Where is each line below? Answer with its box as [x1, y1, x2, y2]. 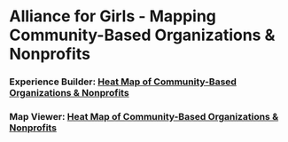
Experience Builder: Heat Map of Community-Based [9, 75, 237, 88]
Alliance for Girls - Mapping [9, 6, 217, 27]
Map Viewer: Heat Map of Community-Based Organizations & [9, 111, 279, 123]
